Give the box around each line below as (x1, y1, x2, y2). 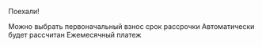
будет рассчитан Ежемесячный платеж (8, 31, 142, 39)
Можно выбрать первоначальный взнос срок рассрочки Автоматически (8, 22, 255, 31)
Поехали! (8, 7, 40, 16)
